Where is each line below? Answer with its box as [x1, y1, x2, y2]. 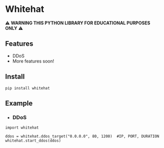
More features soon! [12, 58, 54, 64]
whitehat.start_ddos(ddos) [5, 138, 61, 144]
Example [5, 99, 33, 107]
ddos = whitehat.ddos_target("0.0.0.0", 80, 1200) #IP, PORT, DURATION [5, 134, 160, 139]
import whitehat [5, 125, 39, 130]
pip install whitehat [5, 85, 50, 90]
